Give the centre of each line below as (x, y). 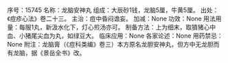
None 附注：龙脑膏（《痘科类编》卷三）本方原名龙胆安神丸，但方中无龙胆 (111, 44)
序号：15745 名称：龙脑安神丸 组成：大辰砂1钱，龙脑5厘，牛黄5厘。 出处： (113, 10)
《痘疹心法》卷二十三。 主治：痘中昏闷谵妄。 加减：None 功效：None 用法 (111, 18)
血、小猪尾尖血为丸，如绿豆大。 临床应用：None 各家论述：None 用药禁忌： (115, 36)
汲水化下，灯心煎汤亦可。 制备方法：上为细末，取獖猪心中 (134, 27)
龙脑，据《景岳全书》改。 (49, 53)
